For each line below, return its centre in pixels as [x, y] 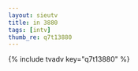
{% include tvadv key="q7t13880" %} [69, 59]
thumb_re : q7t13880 [40, 37]
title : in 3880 [33, 23]
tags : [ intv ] [30, 30]
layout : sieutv [33, 15]
